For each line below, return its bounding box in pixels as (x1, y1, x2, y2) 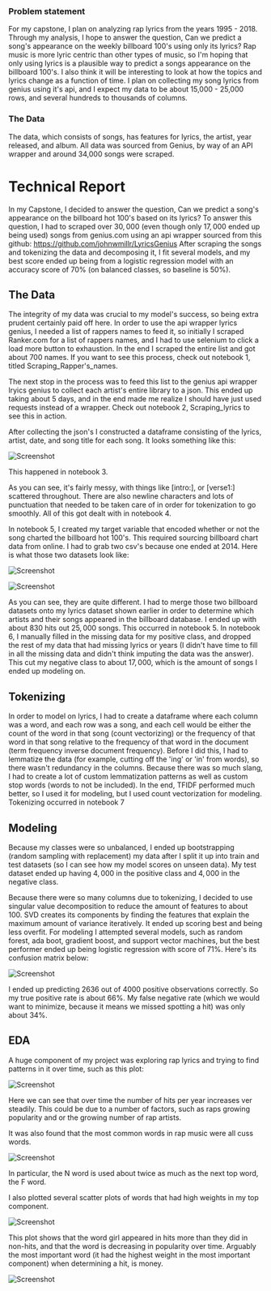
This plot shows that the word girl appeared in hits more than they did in (8, 1233, 248, 1242)
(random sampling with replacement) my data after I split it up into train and (8, 851, 260, 860)
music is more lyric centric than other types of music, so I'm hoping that (8, 50, 248, 60)
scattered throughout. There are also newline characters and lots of (8, 491, 234, 501)
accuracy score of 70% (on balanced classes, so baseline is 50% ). (8, 264, 231, 274)
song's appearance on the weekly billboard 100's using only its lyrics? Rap (8, 41, 256, 51)
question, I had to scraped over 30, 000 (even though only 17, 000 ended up (8, 221, 260, 231)
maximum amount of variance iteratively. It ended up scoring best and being (8, 918, 263, 928)
